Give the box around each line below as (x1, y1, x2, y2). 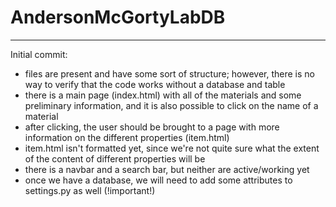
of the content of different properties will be (24, 152, 206, 165)
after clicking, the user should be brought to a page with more (24, 121, 280, 133)
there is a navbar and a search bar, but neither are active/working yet (24, 163, 310, 175)
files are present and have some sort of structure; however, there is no (24, 67, 315, 80)
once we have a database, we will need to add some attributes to (24, 174, 293, 186)
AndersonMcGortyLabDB (10, 6, 226, 29)
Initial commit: (10, 48, 68, 60)
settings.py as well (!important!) (24, 184, 156, 196)
